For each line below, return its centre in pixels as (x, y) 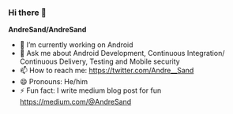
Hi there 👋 (28, 13)
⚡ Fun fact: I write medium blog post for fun (90, 90)
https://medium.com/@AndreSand (75, 102)
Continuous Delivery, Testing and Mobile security (100, 61)
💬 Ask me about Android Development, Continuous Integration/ (122, 53)
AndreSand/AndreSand (47, 30)
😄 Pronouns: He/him (54, 82)
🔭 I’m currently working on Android (76, 45)
